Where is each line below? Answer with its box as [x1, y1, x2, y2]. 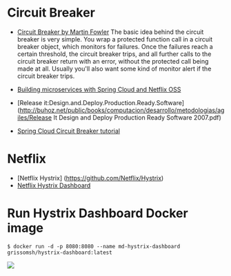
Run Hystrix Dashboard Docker [7, 205, 188, 221]
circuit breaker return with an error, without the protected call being [17, 57, 209, 65]
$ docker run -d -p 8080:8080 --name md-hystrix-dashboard [7, 243, 181, 250]
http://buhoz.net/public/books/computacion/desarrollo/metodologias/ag [19, 106, 225, 114]
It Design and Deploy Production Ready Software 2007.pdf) [53, 113, 222, 122]
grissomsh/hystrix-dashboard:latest [7, 249, 112, 256]
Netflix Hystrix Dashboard [17, 181, 91, 190]
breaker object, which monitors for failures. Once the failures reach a [17, 42, 214, 50]
